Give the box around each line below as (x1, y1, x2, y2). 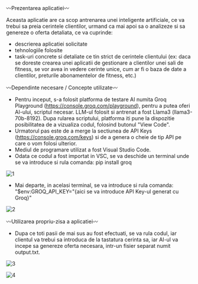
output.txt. (14, 248, 40, 256)
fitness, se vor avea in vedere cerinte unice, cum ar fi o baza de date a (14, 66, 187, 72)
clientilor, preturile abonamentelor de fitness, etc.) (14, 72, 137, 79)
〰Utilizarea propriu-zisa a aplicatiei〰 (6, 218, 99, 225)
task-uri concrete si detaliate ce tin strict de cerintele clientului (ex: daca (14, 53, 191, 60)
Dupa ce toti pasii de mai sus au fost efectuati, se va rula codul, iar (14, 230, 177, 237)
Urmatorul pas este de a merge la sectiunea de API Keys (14, 127, 152, 134)
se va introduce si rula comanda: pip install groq (14, 159, 132, 166)
